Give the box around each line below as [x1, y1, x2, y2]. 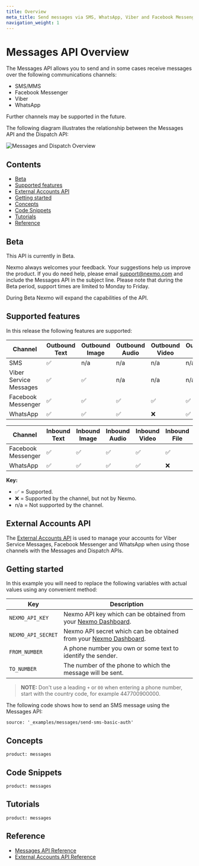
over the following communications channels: [6, 71, 117, 78]
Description [110, 600, 144, 609]
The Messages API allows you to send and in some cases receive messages [6, 65, 192, 72]
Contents [6, 160, 41, 170]
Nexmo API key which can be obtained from [63, 610, 185, 619]
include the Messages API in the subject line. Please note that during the [6, 276, 183, 284]
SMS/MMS [14, 82, 41, 90]
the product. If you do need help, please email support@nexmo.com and [6, 270, 184, 277]
